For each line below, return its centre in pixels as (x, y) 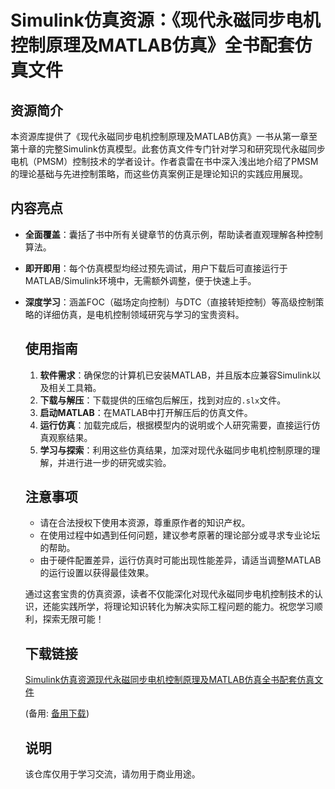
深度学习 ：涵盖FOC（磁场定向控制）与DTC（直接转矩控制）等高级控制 (170, 302)
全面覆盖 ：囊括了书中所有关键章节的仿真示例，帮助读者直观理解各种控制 (173, 234)
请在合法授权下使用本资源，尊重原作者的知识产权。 (145, 523)
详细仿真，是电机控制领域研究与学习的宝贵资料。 (143, 314)
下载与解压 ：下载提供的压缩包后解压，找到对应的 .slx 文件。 (163, 400)
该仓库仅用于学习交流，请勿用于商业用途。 (112, 774)
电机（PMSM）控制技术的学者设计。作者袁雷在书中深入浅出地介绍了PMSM (164, 161)
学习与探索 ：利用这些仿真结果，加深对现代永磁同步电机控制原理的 (175, 450)
